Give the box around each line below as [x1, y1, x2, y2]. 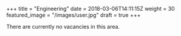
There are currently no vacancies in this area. [6, 23, 120, 30]
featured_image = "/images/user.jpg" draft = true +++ [6, 11, 141, 19]
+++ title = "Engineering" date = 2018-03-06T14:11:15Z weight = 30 [6, 5, 175, 12]
